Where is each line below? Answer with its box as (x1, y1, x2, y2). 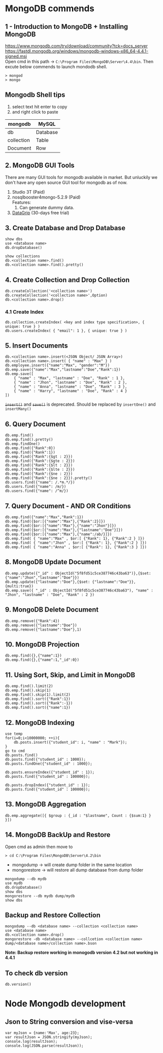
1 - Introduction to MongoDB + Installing (5, 22, 128, 31)
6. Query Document (5, 420, 66, 428)
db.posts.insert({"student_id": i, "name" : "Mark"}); (14, 740, 127, 745)
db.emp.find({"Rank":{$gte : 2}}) (5, 459, 75, 463)
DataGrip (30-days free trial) (12, 210, 70, 216)
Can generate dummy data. (19, 204, 74, 210)
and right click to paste (12, 109, 58, 115)
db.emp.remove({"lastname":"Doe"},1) (5, 627, 82, 632)
